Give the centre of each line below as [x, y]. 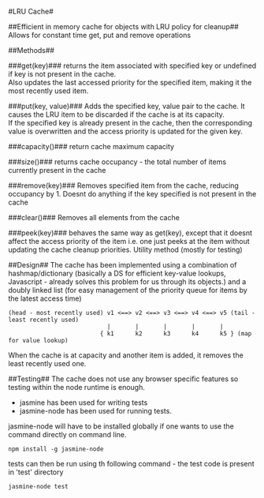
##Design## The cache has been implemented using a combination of [123, 265]
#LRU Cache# [31, 11]
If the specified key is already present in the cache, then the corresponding [130, 123]
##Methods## [32, 50]
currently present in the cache [57, 170]
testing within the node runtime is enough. [77, 387]
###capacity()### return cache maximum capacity [91, 146]
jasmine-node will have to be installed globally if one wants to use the [121, 426]
